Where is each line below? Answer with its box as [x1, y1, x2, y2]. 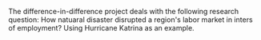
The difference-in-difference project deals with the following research [8, 7, 239, 16]
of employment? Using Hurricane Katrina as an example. [8, 24, 195, 32]
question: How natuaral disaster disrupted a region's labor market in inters [8, 15, 254, 24]
